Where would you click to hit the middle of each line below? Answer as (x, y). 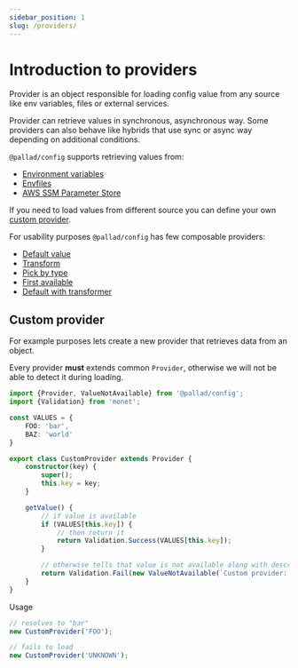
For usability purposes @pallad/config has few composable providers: (137, 237)
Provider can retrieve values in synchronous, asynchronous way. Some (139, 121)
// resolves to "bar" (49, 623)
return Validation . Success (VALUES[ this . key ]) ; (144, 541)
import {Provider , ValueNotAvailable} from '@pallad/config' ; (126, 394)
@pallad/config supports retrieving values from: (97, 157)
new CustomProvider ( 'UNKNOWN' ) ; (69, 656)
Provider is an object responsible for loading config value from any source (145, 94)
